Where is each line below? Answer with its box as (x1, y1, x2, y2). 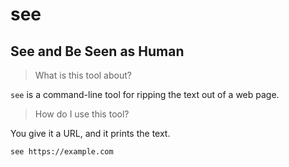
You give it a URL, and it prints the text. (10, 128, 171, 139)
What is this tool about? (34, 69, 132, 81)
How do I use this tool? (34, 108, 130, 120)
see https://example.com (10, 147, 114, 157)
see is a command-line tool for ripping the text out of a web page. (10, 89, 280, 100)
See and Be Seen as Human (10, 43, 185, 60)
